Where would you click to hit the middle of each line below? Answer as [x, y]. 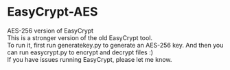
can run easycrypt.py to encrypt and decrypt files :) [80, 52]
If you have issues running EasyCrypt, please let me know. [90, 59]
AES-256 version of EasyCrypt [50, 31]
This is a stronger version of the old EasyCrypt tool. [80, 37]
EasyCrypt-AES [53, 12]
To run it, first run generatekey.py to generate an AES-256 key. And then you [115, 45]
